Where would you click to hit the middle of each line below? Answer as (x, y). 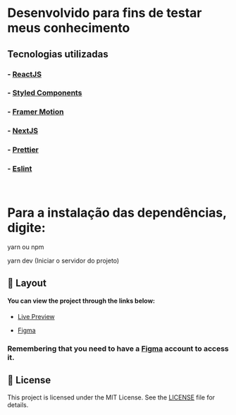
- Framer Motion (36, 112)
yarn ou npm (26, 247)
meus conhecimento (69, 28)
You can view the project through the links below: (81, 301)
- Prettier (23, 150)
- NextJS (23, 131)
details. (18, 404)
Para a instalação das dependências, (117, 212)
